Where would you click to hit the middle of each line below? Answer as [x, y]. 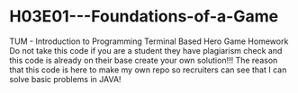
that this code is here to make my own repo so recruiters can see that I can [148, 70]
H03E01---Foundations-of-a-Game [144, 17]
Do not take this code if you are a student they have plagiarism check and [146, 50]
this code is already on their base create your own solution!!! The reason [144, 60]
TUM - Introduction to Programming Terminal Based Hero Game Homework [149, 41]
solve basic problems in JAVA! [65, 79]
